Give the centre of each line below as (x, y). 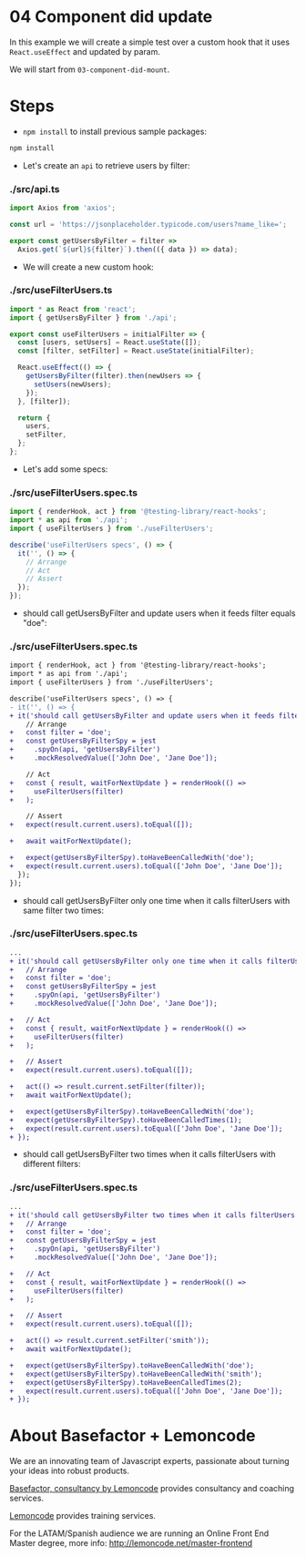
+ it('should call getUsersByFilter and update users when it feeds (142, 716)
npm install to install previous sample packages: (115, 131)
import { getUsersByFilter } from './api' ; (93, 318)
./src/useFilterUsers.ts (61, 291)
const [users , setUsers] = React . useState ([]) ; (110, 343)
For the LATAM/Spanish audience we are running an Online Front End (139, 1533)
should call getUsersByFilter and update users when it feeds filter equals (159, 613)
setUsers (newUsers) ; (72, 384)
